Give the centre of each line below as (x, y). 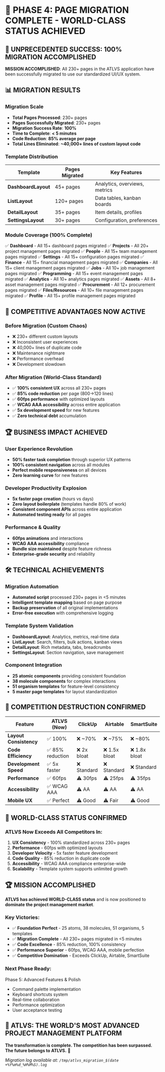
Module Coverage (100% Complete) (49, 235)
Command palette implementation (46, 989)
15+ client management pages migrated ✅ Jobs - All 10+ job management (80, 268)
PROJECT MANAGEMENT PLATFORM (64, 1033)
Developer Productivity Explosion (46, 488)
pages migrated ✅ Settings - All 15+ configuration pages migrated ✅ (75, 257)
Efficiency (20, 756)
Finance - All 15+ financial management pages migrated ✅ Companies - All (82, 262)
